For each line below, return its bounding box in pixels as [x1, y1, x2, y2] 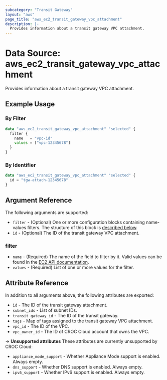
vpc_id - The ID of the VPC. [12, 323, 69, 329]
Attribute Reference [5, 279, 69, 287]
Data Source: [5, 48, 61, 59]
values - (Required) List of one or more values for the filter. [12, 264, 134, 271]
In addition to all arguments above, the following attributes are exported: [5, 292, 154, 298]
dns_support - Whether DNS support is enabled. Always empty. [12, 364, 143, 370]
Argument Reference [5, 196, 72, 205]
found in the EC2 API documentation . [12, 259, 89, 265]
